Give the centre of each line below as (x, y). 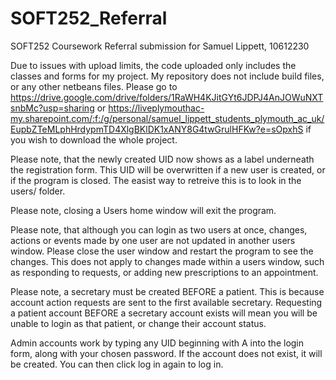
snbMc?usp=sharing (52, 108)
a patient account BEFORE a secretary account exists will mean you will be (164, 313)
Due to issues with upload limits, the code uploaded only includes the (153, 65)
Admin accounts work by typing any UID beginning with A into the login (157, 343)
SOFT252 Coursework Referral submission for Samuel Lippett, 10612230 (160, 46)
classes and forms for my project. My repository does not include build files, (167, 76)
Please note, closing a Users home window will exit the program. (143, 210)
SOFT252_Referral (89, 18)
